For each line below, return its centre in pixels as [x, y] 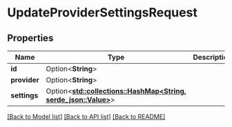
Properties [30, 38]
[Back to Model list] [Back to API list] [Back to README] [86, 117]
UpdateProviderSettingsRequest [103, 13]
